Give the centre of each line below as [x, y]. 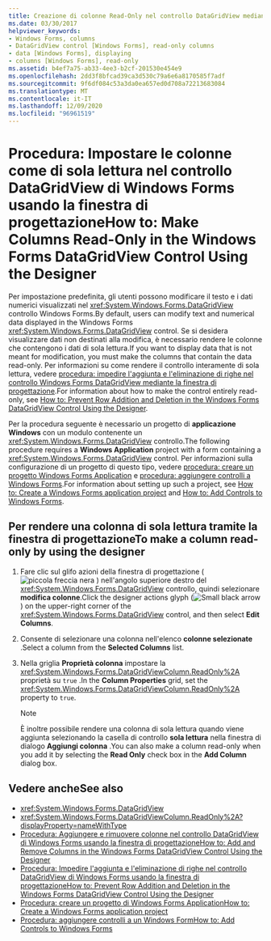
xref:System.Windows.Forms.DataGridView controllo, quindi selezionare [140, 588]
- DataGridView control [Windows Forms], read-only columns [112, 46]
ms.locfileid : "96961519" [52, 114]
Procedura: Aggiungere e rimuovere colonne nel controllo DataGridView [140, 833]
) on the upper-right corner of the [75, 606]
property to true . [48, 697]
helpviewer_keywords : [45, 31]
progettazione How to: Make [104, 223]
